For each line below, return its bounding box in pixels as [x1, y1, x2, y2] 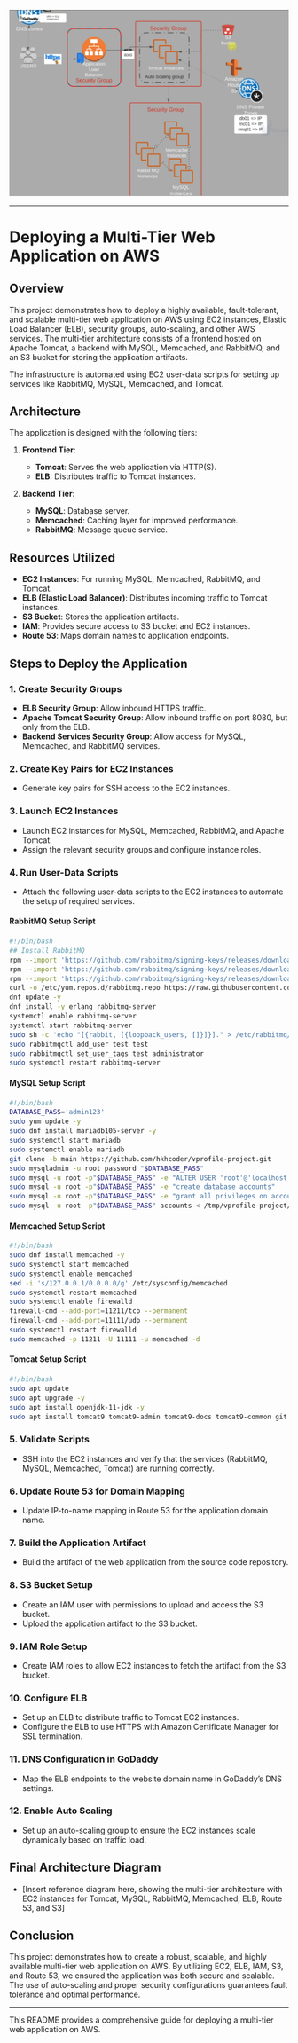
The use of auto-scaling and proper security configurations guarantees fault [9, 1980, 288, 1991]
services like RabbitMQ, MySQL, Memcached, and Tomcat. [9, 378, 224, 389]
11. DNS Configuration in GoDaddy [9, 1753, 159, 1765]
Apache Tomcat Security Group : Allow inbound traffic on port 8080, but [21, 711, 288, 723]
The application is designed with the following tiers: [9, 428, 198, 438]
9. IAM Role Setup [9, 1640, 88, 1653]
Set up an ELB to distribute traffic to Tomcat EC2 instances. [21, 1712, 239, 1723]
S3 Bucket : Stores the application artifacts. [21, 611, 180, 622]
